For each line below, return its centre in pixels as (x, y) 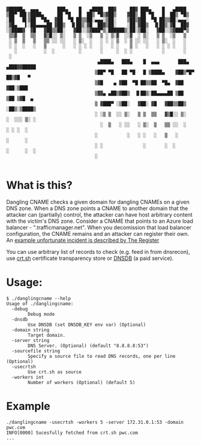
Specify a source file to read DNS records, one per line (102, 356)
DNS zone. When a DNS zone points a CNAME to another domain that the (97, 208)
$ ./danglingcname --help (38, 298)
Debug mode (41, 314)
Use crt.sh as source (55, 372)
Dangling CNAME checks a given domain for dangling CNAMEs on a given (98, 202)
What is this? (40, 185)
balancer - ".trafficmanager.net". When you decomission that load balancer (99, 227)
